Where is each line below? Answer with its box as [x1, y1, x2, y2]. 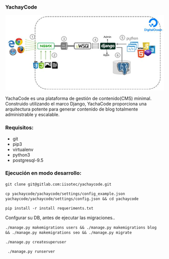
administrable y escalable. [5, 112, 60, 118]
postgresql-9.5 [12, 157, 44, 163]
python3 [12, 151, 30, 158]
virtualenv [12, 146, 34, 152]
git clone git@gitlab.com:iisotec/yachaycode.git [5, 182, 112, 187]
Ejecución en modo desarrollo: [5, 170, 82, 177]
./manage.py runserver [7, 249, 55, 254]
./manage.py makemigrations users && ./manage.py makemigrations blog [5, 225, 157, 230]
